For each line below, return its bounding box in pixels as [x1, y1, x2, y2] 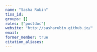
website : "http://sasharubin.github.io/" [5, 26, 93, 31]
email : [5, 30, 19, 35]
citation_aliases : [5, 40, 44, 45]
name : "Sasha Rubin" [5, 7, 49, 12]
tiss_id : [5, 12, 24, 17]
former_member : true [5, 35, 49, 40]
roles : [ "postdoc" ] [5, 21, 46, 26]
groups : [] [5, 16, 28, 21]
